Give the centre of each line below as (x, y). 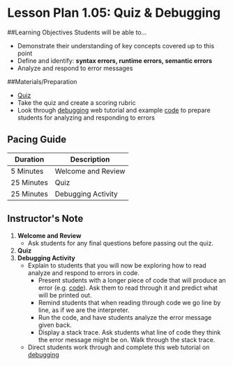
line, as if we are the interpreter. (84, 310)
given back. (55, 325)
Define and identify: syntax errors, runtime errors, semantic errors (115, 60)
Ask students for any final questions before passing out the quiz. (121, 243)
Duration (30, 159)
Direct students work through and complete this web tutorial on (119, 347)
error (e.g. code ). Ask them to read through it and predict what (128, 288)
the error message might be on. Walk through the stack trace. (127, 339)
